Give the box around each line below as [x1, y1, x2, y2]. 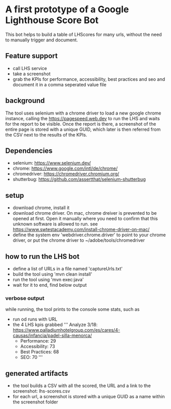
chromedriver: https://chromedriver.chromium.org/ [12, 171, 119, 177]
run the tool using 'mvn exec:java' [12, 277, 84, 282]
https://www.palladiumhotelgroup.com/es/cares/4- [12, 327, 120, 333]
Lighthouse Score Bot [5, 14, 99, 26]
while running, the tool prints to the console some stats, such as [5, 306, 140, 312]
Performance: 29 [20, 338, 56, 344]
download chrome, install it [12, 204, 70, 211]
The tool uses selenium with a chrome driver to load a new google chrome [5, 110, 162, 116]
